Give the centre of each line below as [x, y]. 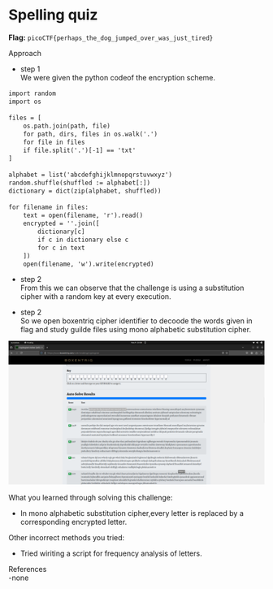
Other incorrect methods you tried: [67, 538]
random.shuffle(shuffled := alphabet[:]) [80, 183]
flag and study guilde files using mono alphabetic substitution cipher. [136, 329]
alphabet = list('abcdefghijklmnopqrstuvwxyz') [91, 175]
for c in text [61, 248]
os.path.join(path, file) [67, 126]
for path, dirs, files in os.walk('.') [91, 134]
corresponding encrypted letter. [74, 522]
